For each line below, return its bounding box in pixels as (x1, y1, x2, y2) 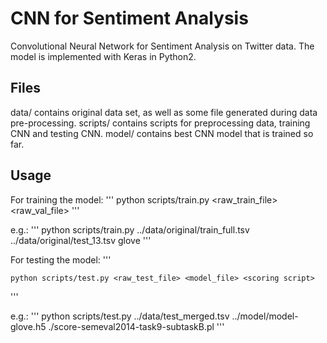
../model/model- (231, 310, 299, 322)
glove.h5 (10, 320, 47, 332)
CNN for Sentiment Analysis (10, 7, 249, 30)
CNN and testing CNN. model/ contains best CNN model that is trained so (10, 127, 314, 139)
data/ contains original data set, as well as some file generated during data (10, 106, 318, 118)
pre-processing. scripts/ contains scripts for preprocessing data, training (10, 117, 311, 129)
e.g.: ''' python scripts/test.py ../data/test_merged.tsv (10, 310, 230, 322)
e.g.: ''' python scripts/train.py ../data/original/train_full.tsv (10, 223, 250, 236)
